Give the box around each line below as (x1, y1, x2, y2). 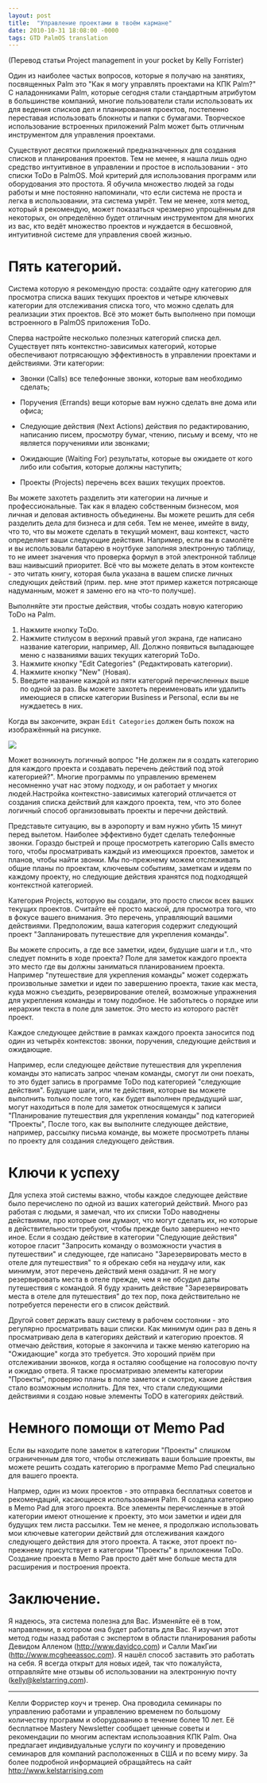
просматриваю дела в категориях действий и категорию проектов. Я (8, 1332, 244, 1342)
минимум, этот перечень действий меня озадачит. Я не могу (8, 1267, 217, 1276)
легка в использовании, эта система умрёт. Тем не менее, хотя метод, (8, 196, 250, 206)
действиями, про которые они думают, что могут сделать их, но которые (8, 1216, 258, 1225)
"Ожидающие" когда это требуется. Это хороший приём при (8, 1349, 216, 1359)
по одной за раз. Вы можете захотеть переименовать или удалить (19, 684, 246, 694)
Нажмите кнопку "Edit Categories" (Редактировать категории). (19, 659, 233, 668)
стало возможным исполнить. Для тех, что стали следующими (8, 1383, 223, 1393)
